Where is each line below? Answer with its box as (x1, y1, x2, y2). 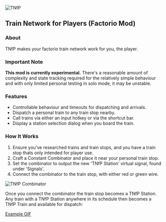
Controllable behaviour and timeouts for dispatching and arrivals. (12, 104, 146, 110)
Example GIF (5, 211, 31, 217)
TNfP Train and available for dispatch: (5, 201, 83, 207)
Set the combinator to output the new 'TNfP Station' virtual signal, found (12, 160, 161, 166)
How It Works (5, 133, 39, 140)
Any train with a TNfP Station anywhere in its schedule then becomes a (5, 196, 151, 202)
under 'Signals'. (12, 166, 45, 172)
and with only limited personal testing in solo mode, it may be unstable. (5, 80, 151, 86)
